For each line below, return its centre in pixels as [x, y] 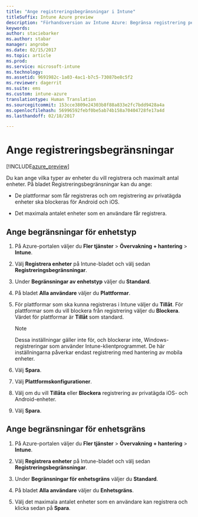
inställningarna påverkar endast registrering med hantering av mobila [98, 352]
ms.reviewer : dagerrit [34, 83]
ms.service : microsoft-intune [43, 66]
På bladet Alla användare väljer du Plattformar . [72, 293]
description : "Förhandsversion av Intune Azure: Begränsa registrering [96, 22]
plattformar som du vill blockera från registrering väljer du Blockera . [97, 311]
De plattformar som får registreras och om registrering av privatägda [98, 196]
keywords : [18, 28]
